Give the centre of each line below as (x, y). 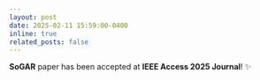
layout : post (33, 17)
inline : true (33, 33)
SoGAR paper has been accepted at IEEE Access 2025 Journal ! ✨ (130, 67)
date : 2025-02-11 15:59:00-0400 (69, 25)
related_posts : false (49, 42)
